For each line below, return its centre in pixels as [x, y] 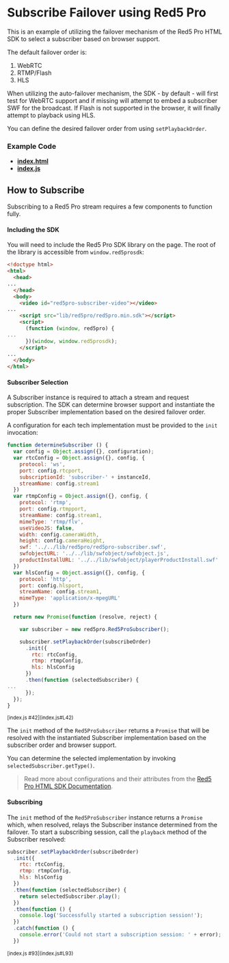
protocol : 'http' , [45, 579]
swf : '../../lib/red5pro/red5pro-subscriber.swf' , [93, 547]
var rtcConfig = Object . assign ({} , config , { [79, 458]
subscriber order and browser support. [62, 745]
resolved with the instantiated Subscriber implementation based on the [107, 738]
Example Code [32, 146]
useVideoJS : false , [47, 528]
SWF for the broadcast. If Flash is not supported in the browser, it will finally [114, 108]
